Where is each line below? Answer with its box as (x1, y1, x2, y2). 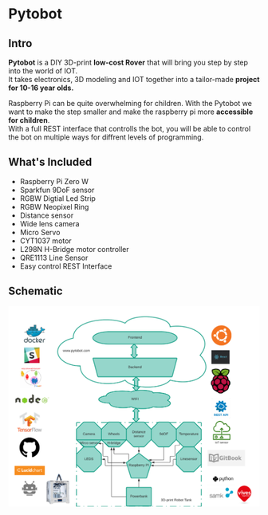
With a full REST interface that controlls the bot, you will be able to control (8, 124, 251, 133)
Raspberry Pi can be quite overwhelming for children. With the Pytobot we (8, 99, 253, 108)
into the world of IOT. (8, 66, 78, 76)
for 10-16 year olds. (8, 83, 74, 92)
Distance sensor (19, 210, 74, 220)
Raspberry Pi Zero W (19, 176, 89, 186)
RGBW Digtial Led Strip (19, 193, 96, 203)
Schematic (8, 285, 63, 298)
